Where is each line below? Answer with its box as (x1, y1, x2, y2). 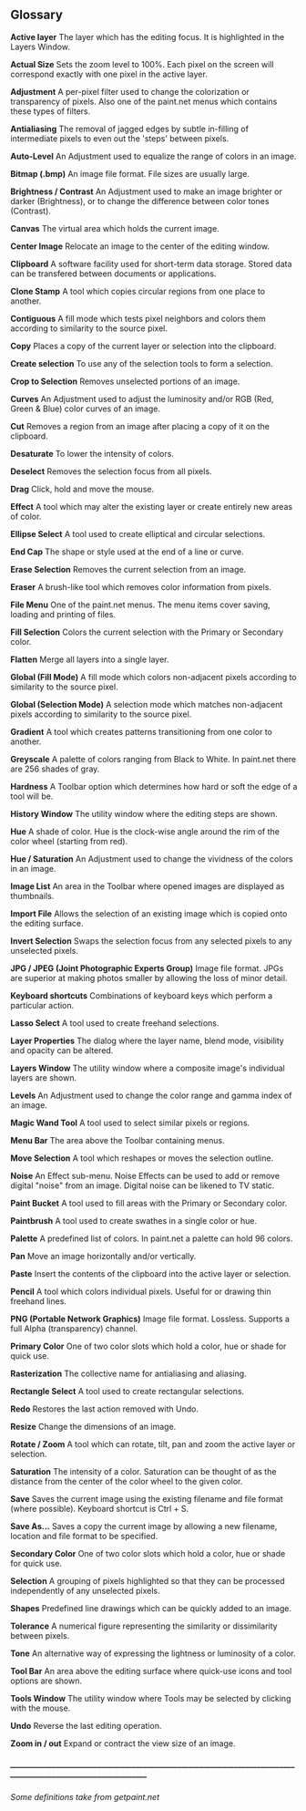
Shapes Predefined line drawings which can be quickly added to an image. (10, 1602, 292, 1613)
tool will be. (10, 791, 54, 802)
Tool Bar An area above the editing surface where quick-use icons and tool (10, 1665, 292, 1676)
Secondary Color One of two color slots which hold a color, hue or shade (10, 1547, 286, 1558)
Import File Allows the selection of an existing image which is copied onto (10, 907, 288, 919)
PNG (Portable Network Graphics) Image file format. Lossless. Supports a (10, 1313, 291, 1324)
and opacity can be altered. (10, 1044, 114, 1056)
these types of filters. (10, 105, 91, 117)
